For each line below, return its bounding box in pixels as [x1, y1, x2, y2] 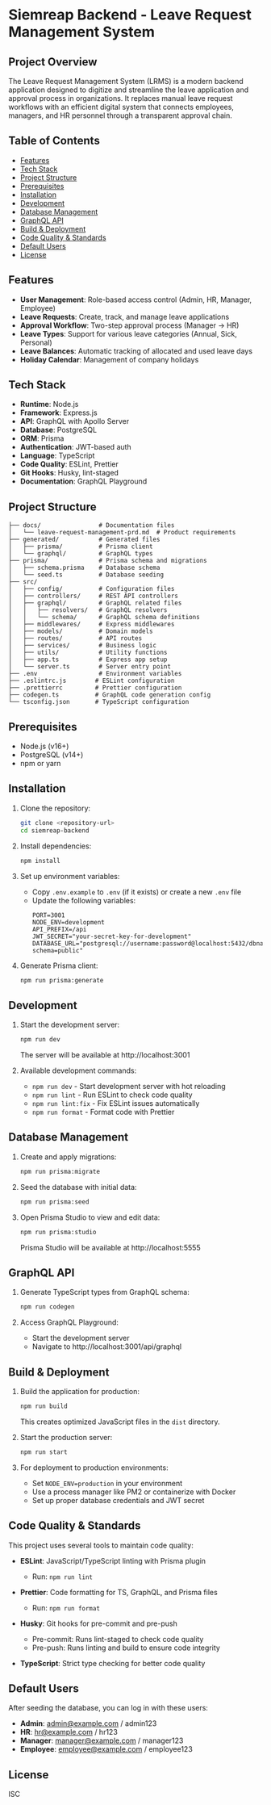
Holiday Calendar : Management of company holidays [19, 354, 199, 364]
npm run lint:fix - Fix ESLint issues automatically [31, 1099, 200, 1108]
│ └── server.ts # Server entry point [8, 663, 172, 671]
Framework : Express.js [19, 408, 98, 417]
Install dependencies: [19, 841, 92, 851]
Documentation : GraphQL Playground [19, 476, 148, 486]
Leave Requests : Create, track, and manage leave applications [19, 312, 230, 321]
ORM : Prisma [19, 433, 65, 443]
